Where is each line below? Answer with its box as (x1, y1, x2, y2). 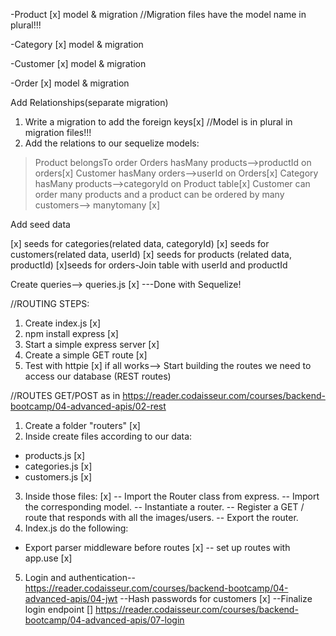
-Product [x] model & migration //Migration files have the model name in (10, 9, 307, 20)
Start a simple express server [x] (24, 339, 160, 350)
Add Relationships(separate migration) (10, 97, 169, 108)
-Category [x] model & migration (10, 39, 144, 50)
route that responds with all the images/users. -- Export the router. (24, 512, 299, 523)
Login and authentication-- (24, 572, 136, 583)
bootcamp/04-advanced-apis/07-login (24, 614, 185, 626)
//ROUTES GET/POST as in (10, 390, 121, 401)
